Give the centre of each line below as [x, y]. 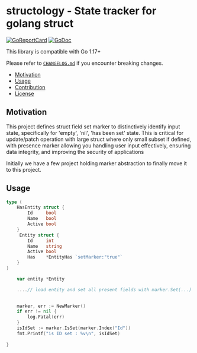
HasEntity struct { [41, 207]
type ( [14, 202]
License [24, 93]
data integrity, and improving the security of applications [75, 152]
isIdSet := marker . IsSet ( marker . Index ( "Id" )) [74, 328]
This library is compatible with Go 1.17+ [54, 51]
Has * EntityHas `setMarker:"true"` [75, 257]
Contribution [30, 87]
